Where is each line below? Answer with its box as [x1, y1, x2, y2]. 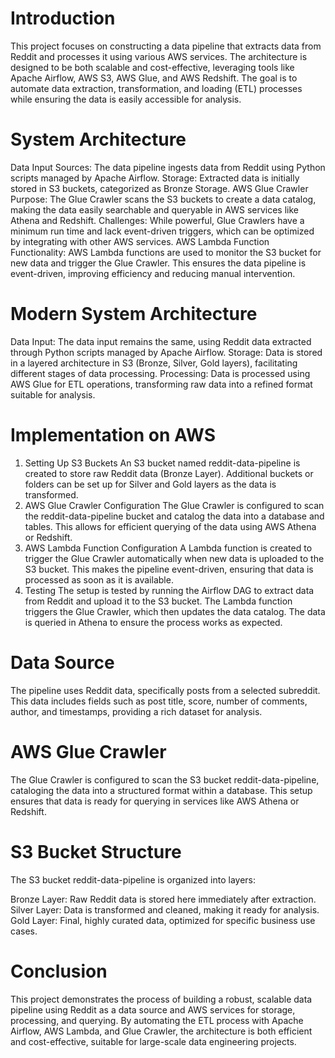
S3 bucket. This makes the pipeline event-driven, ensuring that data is [24, 563, 314, 575]
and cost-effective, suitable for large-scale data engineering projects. [10, 1035, 297, 1047]
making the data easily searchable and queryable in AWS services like [10, 203, 299, 216]
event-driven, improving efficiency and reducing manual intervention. [10, 267, 296, 279]
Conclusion [10, 960, 108, 982]
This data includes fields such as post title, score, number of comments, [10, 695, 308, 707]
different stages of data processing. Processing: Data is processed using [10, 367, 311, 379]
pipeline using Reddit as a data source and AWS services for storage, [10, 1003, 296, 1016]
